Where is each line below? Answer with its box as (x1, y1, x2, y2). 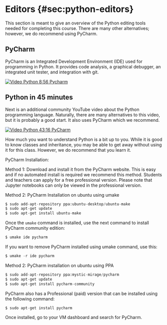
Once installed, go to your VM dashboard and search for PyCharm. (5, 315, 142, 321)
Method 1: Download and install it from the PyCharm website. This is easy (5, 166, 156, 172)
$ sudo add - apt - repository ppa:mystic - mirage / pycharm (5, 272, 120, 277)
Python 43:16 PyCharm (23, 126, 71, 133)
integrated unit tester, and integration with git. (5, 69, 99, 75)
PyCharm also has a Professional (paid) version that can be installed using (5, 291, 158, 297)
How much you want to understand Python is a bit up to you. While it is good (5, 136, 163, 142)
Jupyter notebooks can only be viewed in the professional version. (5, 182, 142, 188)
